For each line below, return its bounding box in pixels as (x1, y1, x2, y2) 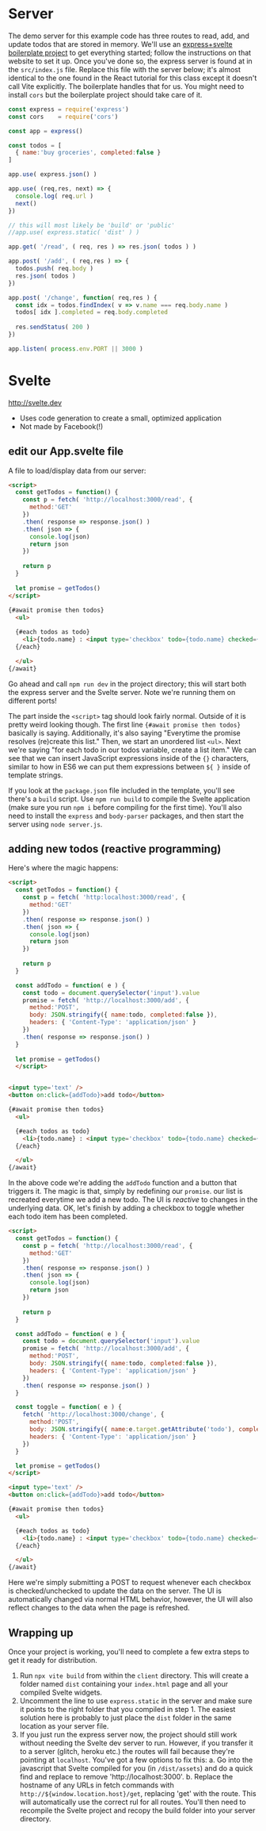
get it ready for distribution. (8, 1655, 97, 1664)
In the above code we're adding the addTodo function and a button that (8, 1178, 237, 1188)
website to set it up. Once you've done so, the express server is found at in (8, 56, 253, 66)
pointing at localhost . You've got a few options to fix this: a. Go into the (19, 1755, 253, 1764)
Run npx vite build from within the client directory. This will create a (19, 1671, 249, 1680)
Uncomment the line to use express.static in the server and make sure (19, 1695, 253, 1706)
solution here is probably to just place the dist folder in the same (19, 1713, 232, 1722)
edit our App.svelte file (8, 445, 124, 459)
